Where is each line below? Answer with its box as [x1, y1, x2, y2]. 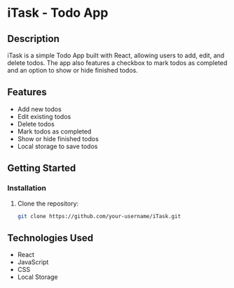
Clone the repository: [17, 199, 79, 208]
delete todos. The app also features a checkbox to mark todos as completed [7, 59, 228, 67]
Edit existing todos [17, 112, 71, 120]
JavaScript [17, 258, 49, 266]
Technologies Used [7, 232, 93, 244]
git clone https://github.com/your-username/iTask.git [17, 213, 181, 219]
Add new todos [17, 105, 62, 113]
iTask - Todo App [7, 5, 109, 21]
